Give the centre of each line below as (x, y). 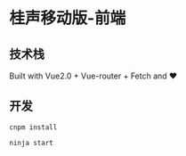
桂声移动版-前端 (68, 18)
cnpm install (33, 127)
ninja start (31, 143)
